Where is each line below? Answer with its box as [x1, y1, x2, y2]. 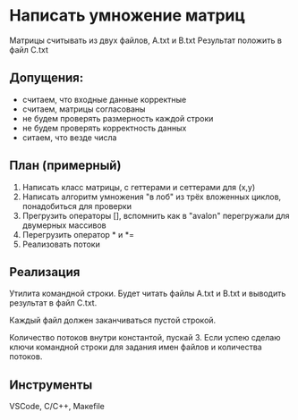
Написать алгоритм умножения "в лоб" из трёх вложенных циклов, [21, 191, 282, 202]
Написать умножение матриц [9, 5, 246, 26]
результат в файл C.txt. [9, 298, 98, 308]
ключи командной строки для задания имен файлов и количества [9, 341, 262, 353]
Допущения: [9, 71, 84, 86]
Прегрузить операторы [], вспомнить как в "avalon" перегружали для [21, 210, 290, 221]
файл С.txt [9, 44, 49, 55]
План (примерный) [9, 158, 122, 173]
